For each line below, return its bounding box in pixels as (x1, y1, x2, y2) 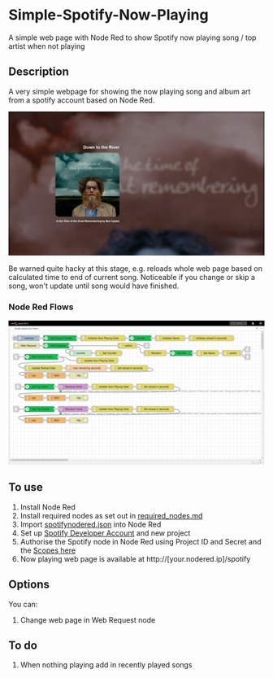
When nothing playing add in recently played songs (19, 660, 193, 670)
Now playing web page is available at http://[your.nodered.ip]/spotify (19, 553, 251, 563)
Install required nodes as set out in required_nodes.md (19, 510, 203, 520)
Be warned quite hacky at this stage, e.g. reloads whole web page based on (8, 264, 262, 273)
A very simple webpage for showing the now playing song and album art (8, 86, 251, 96)
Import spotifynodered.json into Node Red (19, 519, 162, 529)
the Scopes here (19, 545, 76, 555)
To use (8, 480, 43, 494)
